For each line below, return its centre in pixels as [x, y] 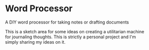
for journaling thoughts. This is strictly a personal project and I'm [71, 37]
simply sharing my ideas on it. [35, 42]
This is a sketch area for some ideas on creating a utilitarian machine [75, 31]
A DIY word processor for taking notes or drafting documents [67, 22]
